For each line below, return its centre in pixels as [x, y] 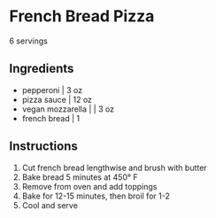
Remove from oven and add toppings [89, 186]
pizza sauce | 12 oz [57, 99]
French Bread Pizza [82, 16]
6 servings [29, 41]
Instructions [43, 147]
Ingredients [42, 69]
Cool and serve [50, 205]
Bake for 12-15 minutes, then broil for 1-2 [96, 196]
